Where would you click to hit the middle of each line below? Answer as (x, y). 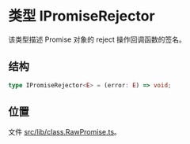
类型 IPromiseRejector (82, 16)
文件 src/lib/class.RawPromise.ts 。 (65, 132)
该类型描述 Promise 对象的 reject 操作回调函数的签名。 (97, 39)
